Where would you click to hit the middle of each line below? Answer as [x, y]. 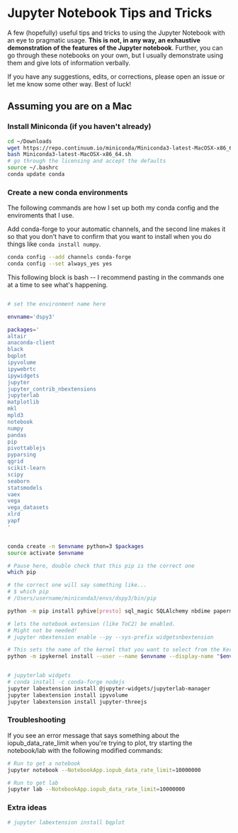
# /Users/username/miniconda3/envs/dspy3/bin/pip [82, 598]
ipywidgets [23, 376]
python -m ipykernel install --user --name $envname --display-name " [114, 656]
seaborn [19, 481]
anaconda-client [31, 343]
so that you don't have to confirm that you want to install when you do [109, 237]
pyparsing [22, 455]
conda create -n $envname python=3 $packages [75, 546]
